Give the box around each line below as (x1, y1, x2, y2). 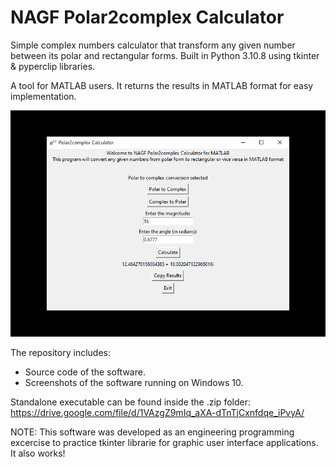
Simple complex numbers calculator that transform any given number (10, 39, 296, 51)
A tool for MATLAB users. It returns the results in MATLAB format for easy (10, 79, 314, 91)
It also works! (10, 447, 66, 459)
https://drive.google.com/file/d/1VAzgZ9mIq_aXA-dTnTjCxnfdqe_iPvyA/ (10, 406, 305, 418)
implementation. (10, 90, 77, 102)
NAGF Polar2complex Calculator (10, 6, 285, 29)
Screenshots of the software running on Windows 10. (24, 376, 244, 388)
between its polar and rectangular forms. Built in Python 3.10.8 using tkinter (10, 49, 320, 61)
